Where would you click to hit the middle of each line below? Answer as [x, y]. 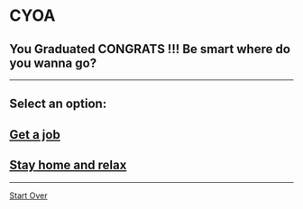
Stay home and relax [68, 165]
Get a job [35, 135]
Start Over [28, 195]
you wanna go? [53, 63]
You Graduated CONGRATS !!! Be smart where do [150, 49]
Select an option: [58, 104]
